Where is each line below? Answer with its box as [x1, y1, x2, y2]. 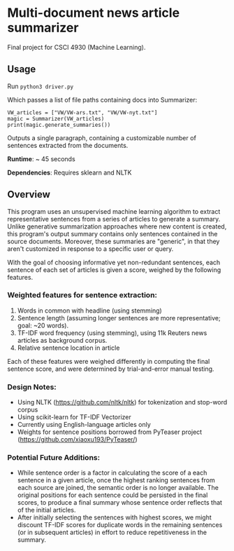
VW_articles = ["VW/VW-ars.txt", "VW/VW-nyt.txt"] [7, 109, 158, 116]
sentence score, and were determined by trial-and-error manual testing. [7, 365, 214, 373]
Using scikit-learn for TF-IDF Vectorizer [17, 413, 131, 421]
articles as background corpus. [17, 336, 108, 344]
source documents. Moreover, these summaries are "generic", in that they [7, 237, 220, 245]
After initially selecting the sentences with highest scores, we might [17, 513, 212, 522]
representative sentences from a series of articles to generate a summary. [7, 215, 221, 223]
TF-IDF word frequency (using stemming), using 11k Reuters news [17, 328, 207, 337]
